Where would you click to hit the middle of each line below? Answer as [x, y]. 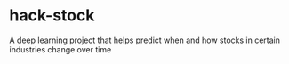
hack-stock [52, 16]
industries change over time [60, 49]
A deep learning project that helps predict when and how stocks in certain [145, 40]
